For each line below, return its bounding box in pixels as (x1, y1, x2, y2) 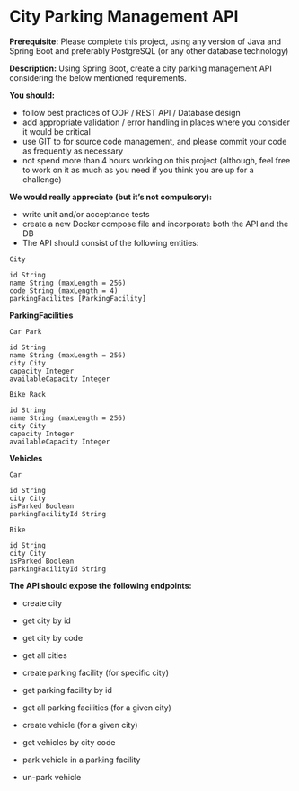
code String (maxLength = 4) (9, 286, 119, 295)
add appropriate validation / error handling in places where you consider (22, 117, 290, 127)
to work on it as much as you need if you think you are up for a (22, 164, 254, 175)
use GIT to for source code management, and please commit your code (22, 136, 287, 146)
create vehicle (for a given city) (22, 719, 138, 730)
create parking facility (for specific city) (22, 667, 169, 678)
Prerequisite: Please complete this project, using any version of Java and (9, 36, 281, 47)
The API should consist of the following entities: (22, 237, 199, 248)
